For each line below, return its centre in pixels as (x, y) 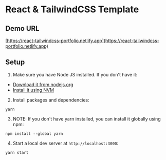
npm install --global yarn (34, 134)
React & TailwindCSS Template (72, 9)
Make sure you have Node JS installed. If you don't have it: (75, 74)
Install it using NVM (33, 90)
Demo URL (22, 28)
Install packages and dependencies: (51, 100)
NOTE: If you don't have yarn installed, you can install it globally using (87, 118)
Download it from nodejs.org (43, 84)
